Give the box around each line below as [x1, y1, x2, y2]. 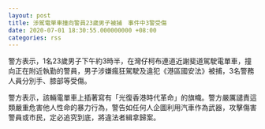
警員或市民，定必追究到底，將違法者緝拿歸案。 [8, 112, 160, 123]
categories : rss [8, 33, 62, 42]
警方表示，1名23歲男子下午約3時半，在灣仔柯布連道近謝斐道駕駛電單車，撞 [8, 56, 252, 66]
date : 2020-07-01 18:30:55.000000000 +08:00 [8, 26, 157, 34]
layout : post [8, 11, 51, 20]
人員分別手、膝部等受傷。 [8, 76, 91, 85]
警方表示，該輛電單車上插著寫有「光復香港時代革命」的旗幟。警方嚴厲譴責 [8, 93, 250, 103]
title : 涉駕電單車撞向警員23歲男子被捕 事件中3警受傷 [8, 19, 167, 27]
